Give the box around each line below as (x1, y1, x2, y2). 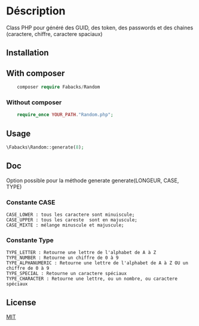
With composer (6, 68, 65, 79)
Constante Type (6, 236, 54, 244)
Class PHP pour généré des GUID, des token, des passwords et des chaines (6, 24, 194, 31)
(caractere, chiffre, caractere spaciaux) (6, 30, 103, 37)
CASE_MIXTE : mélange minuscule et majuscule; (6, 222, 124, 228)
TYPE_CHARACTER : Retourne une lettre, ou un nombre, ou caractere (6, 276, 178, 282)
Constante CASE (6, 198, 56, 206)
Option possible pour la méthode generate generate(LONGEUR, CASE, (6, 177, 179, 184)
